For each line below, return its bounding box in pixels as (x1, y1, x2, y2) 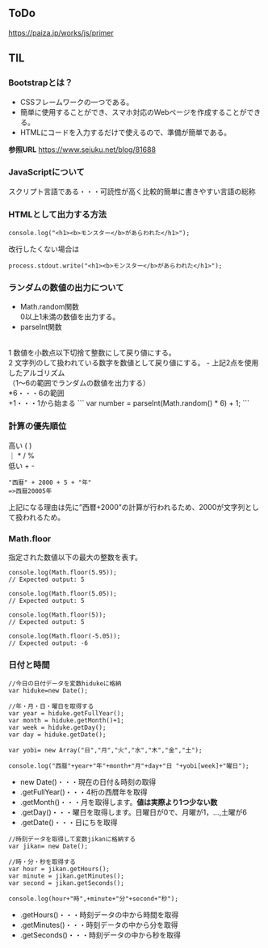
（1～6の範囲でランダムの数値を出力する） (8, 378, 151, 388)
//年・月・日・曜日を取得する (8, 702, 94, 710)
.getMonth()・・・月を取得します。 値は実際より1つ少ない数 (19, 798, 218, 807)
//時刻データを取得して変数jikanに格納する (8, 836, 136, 844)
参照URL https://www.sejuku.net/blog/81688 (8, 145, 156, 154)
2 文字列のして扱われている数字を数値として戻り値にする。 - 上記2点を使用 (8, 358, 259, 368)
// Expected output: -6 (8, 638, 89, 647)
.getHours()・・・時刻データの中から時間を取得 (19, 910, 179, 920)
